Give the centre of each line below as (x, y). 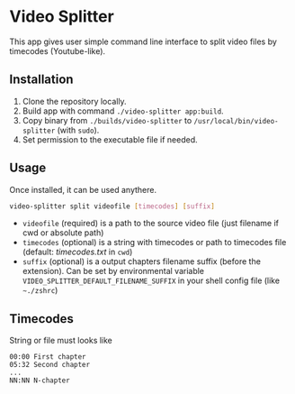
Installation (41, 80)
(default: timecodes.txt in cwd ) (77, 252)
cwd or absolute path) (63, 233)
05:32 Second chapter (50, 365)
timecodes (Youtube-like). (58, 50)
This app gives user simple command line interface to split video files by (143, 41)
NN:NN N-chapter (40, 380)
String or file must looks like (61, 341)
